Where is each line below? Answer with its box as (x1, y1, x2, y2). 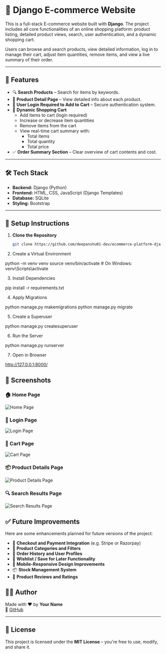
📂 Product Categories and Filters (12, 545, 81, 551)
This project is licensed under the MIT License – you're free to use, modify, (5, 639, 159, 645)
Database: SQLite (12, 195, 49, 201)
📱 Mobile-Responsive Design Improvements (12, 561, 105, 567)
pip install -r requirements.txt (5, 285, 64, 291)
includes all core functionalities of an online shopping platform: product (5, 26, 151, 32)
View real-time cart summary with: (19, 128, 90, 134)
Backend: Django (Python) (12, 184, 67, 190)
